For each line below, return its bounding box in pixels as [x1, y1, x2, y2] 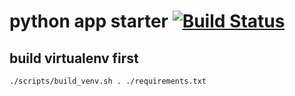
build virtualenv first [9, 50, 139, 67]
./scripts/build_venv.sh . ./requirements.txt [9, 76, 207, 86]
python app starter [9, 10, 169, 33]
